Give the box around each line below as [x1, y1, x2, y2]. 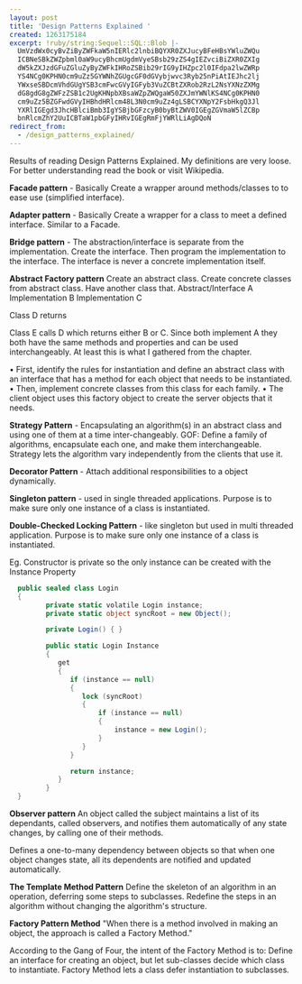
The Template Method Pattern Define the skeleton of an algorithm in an [9, 881, 277, 892]
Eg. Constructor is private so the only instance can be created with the [9, 556, 272, 567]
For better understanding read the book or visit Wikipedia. [9, 164, 224, 176]
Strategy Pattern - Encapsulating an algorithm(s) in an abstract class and [9, 419, 282, 430]
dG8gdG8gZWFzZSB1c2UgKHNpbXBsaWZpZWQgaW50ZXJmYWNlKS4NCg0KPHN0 [17, 88, 260, 97]
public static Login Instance [45, 641, 160, 650]
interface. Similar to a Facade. [9, 218, 121, 230]
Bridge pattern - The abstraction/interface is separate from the [9, 236, 245, 247]
